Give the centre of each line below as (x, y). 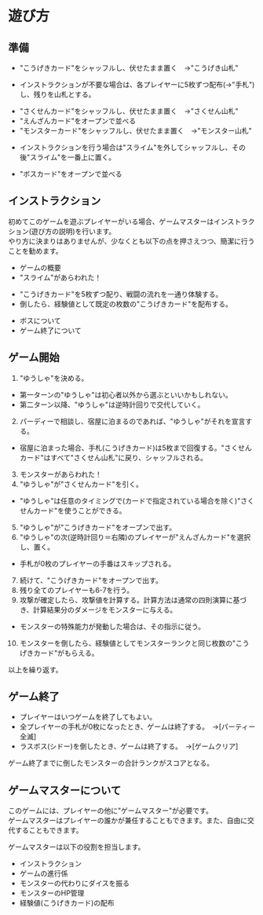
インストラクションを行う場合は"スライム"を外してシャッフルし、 (126, 147)
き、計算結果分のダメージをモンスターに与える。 (98, 609)
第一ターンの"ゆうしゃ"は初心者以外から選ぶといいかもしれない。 (126, 394)
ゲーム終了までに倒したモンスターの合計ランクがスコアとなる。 (111, 763)
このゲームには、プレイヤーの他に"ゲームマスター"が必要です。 (111, 811)
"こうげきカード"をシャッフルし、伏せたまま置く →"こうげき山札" (129, 68)
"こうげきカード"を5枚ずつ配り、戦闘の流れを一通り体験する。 (121, 294)
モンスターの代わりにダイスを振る (75, 884)
